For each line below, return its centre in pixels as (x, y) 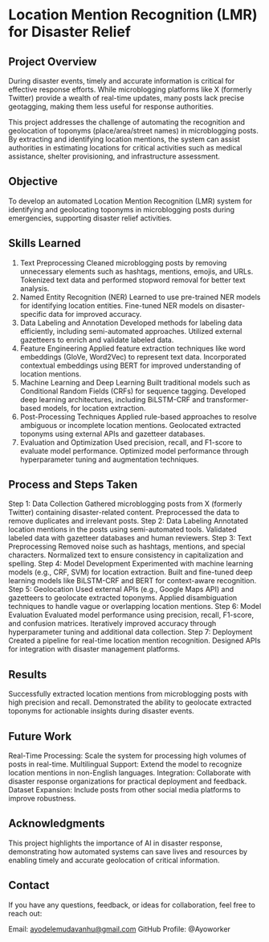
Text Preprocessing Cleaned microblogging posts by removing (123, 262)
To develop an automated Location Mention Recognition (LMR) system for (130, 201)
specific (33, 314)
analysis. (35, 288)
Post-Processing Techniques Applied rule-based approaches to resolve (138, 417)
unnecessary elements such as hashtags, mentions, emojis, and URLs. (137, 271)
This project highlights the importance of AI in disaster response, (116, 843)
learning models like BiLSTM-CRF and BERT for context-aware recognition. (132, 581)
